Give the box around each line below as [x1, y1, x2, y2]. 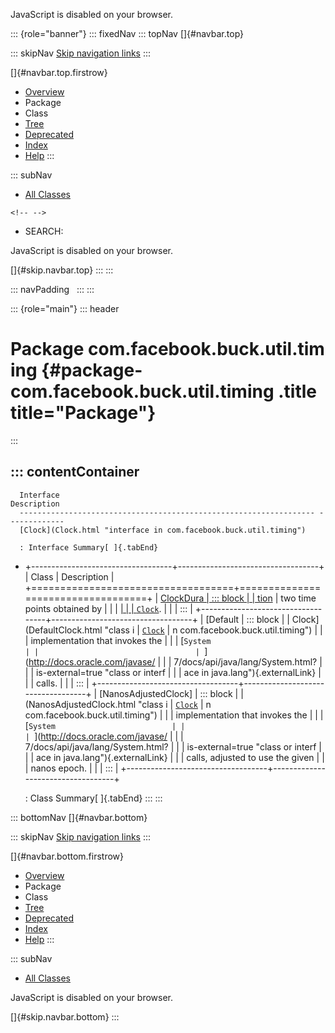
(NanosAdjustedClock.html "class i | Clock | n [24, 698, 212, 710]
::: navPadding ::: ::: [10, 284, 95, 295]
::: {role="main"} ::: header [10, 303, 120, 314]
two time [280, 592, 317, 604]
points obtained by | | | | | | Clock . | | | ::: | [24, 602, 193, 614]
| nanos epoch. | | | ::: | [24, 762, 119, 774]
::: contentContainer [10, 464, 140, 481]
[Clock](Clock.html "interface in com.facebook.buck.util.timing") [19, 525, 307, 535]
